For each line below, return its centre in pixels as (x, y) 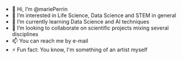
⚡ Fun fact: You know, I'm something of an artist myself (80, 50)
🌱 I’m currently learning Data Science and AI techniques (81, 22)
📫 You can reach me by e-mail (50, 41)
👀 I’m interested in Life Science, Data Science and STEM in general (94, 15)
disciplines (25, 34)
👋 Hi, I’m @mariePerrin (40, 9)
